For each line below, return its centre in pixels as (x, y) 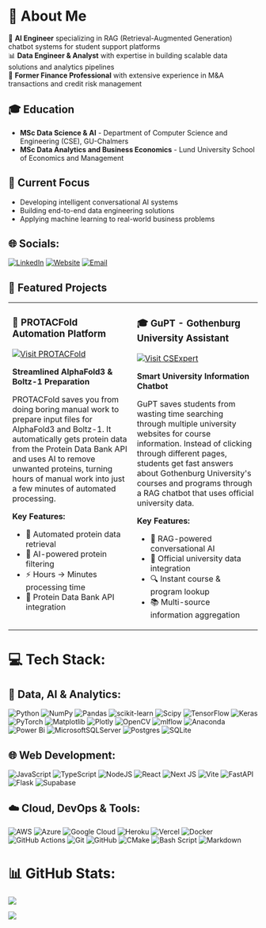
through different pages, (182, 453)
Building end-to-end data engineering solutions (97, 210)
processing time (55, 587)
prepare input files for (53, 419)
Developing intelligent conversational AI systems (99, 202)
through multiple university (187, 424)
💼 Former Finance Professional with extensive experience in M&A (116, 75)
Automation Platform (59, 334)
